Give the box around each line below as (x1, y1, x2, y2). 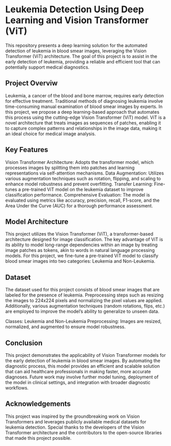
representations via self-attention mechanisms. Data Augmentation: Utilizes (5, 170, 164, 176)
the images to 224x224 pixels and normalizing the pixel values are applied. (5, 298, 163, 304)
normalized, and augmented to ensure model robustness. (5, 324, 126, 330)
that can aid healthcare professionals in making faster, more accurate (5, 369, 152, 374)
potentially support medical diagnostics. (5, 64, 90, 70)
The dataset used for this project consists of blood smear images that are (5, 287, 160, 293)
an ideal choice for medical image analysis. (5, 131, 96, 137)
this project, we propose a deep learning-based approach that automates (5, 109, 160, 115)
